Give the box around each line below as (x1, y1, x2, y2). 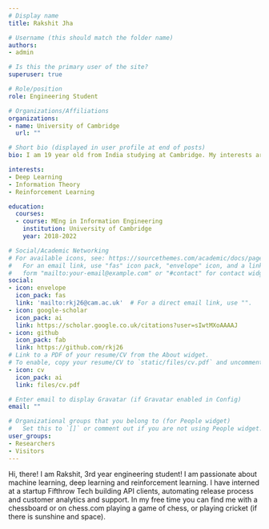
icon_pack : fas (15, 292, 66, 300)
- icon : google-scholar (8, 306, 88, 314)
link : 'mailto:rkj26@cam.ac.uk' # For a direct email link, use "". (15, 299, 252, 307)
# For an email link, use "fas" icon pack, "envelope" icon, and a (8, 261, 246, 269)
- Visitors (8, 446, 45, 455)
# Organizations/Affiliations (8, 107, 110, 115)
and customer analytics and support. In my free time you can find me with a (8, 495, 258, 504)
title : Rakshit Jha (8, 19, 74, 27)
